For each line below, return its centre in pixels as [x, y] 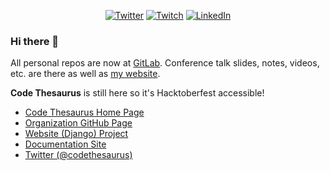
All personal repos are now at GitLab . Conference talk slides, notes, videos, [165, 63]
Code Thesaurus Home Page [84, 112]
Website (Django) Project [76, 134]
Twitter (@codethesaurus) [78, 155]
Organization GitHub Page [78, 123]
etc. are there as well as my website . [85, 74]
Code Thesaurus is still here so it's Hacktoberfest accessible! [137, 93]
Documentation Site [65, 144]
